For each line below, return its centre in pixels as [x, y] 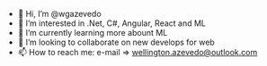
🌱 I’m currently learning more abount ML [93, 33]
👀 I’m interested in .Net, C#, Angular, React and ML [112, 23]
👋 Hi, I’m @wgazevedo [59, 14]
